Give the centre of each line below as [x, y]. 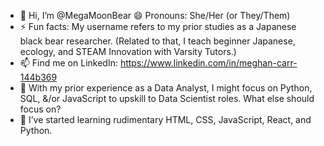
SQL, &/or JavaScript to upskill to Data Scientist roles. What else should [167, 98]
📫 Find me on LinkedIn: [68, 63]
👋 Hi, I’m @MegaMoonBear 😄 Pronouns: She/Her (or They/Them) [155, 15]
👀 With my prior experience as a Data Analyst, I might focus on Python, [166, 88]
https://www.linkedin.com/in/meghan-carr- [208, 63]
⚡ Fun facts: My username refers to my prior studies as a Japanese [158, 26]
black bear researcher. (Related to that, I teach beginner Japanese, [157, 41]
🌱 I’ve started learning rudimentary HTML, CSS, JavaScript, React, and [165, 119]
